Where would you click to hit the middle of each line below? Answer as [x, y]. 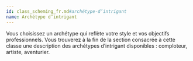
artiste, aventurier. [28, 52]
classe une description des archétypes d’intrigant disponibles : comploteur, [97, 46]
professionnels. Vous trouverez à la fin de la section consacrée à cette [91, 40]
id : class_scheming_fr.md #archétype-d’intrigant [66, 11]
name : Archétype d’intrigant [42, 17]
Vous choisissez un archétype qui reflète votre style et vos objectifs [88, 33]
